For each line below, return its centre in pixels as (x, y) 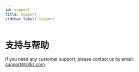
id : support (17, 10)
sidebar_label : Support (30, 19)
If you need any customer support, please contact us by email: (69, 59)
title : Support (21, 14)
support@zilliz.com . (26, 65)
